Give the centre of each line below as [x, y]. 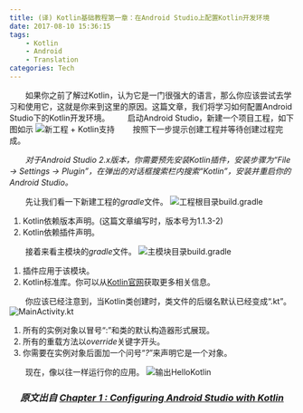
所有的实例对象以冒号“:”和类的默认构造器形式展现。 [118, 330]
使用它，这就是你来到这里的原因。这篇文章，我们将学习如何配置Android [158, 106]
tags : [19, 34]
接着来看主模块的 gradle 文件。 [81, 251]
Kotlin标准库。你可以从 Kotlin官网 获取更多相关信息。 [118, 282]
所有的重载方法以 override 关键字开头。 [94, 341]
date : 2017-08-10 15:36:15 [60, 26]
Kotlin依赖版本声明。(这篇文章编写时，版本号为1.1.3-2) [123, 221]
